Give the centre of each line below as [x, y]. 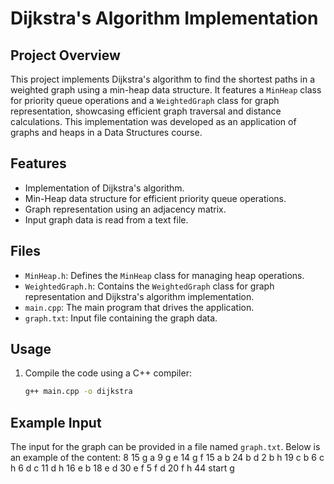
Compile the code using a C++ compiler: [108, 373]
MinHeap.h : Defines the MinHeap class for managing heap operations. [164, 275]
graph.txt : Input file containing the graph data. [121, 318]
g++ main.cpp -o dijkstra [78, 392]
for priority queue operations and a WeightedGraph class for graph [145, 100]
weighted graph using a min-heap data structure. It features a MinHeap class [166, 90]
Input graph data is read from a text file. [106, 219]
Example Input [56, 422]
